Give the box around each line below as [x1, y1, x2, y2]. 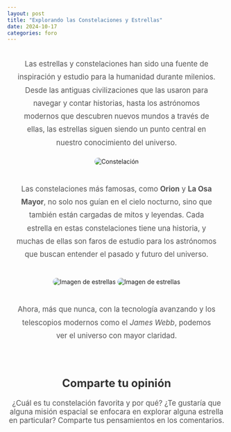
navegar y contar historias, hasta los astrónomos [33, 98, 200, 108]
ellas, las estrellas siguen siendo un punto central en [26, 125, 207, 134]
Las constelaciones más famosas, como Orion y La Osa [21, 184, 212, 194]
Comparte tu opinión [62, 377, 171, 390]
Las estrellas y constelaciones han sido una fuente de [24, 60, 209, 69]
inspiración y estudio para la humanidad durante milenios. [17, 72, 216, 82]
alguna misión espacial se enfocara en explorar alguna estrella [9, 406, 224, 416]
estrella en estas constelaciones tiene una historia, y [26, 223, 207, 233]
